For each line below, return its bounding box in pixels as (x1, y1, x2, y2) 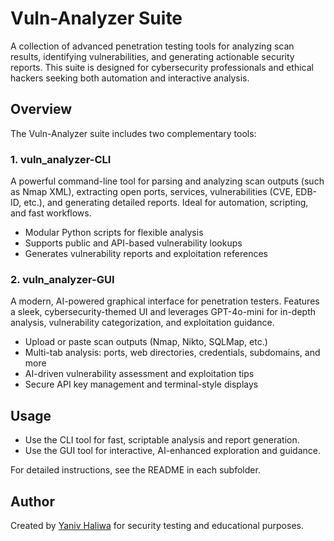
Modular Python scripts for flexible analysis (24, 227, 204, 239)
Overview (10, 101, 73, 118)
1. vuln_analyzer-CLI (10, 152, 112, 166)
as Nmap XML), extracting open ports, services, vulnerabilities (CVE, (10, 186, 293, 198)
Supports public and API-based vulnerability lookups (24, 237, 243, 249)
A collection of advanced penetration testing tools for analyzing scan (10, 40, 295, 52)
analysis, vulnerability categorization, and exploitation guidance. (10, 317, 275, 329)
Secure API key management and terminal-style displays (24, 378, 259, 391)
